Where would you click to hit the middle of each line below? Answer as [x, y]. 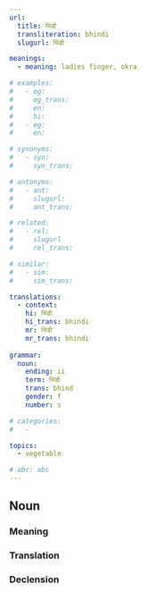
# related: [29, 223]
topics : [24, 445]
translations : [36, 297]
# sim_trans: [41, 281]
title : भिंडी [36, 26]
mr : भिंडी [39, 330]
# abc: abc [29, 470]
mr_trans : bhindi [57, 338]
